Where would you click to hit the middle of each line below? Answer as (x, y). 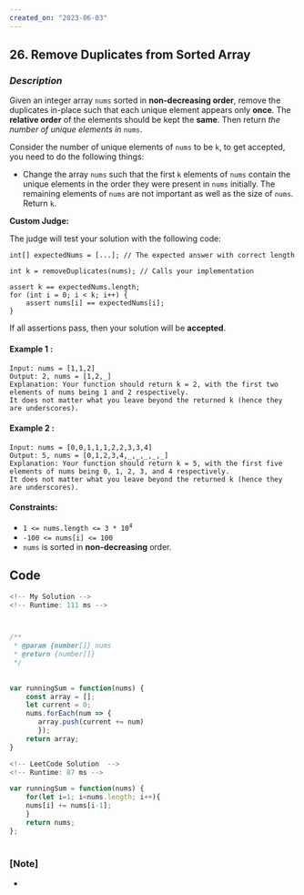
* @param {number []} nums (62, 646)
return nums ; (51, 822)
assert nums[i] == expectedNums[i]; (96, 303)
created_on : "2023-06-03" (58, 18)
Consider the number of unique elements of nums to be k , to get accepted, (147, 147)
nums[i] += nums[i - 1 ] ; (69, 806)
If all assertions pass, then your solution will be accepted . (117, 328)
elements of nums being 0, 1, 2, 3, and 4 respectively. (120, 471)
